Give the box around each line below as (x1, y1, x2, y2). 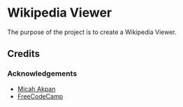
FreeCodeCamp (17, 92, 64, 100)
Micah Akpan (17, 85, 56, 93)
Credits (7, 48, 41, 60)
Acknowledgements (7, 69, 78, 79)
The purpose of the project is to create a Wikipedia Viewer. (7, 28, 177, 36)
